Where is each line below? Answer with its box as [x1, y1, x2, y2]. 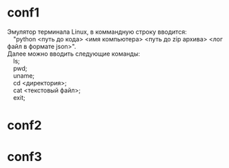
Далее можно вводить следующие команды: [7, 50, 140, 58]
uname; [13, 71, 35, 80]
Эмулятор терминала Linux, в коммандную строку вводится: [7, 28, 188, 36]
